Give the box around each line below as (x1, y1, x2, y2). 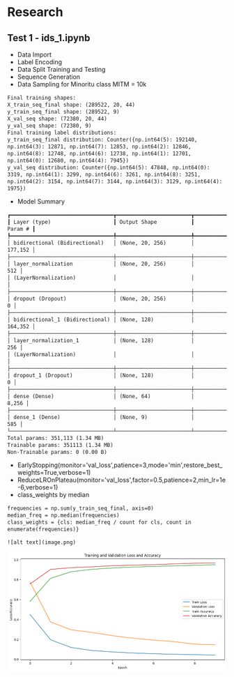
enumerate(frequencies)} (7, 526, 79, 533)
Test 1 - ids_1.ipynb (7, 32, 91, 44)
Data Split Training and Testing (17, 66, 106, 73)
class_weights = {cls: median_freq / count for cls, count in (7, 519, 192, 526)
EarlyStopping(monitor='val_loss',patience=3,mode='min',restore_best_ (17, 461, 223, 469)
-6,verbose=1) (17, 483, 58, 492)
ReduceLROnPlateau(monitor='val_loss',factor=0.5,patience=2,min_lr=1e (17, 476, 226, 484)
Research (7, 4, 64, 20)
